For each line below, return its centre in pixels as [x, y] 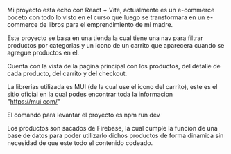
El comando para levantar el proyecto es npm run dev [84, 115]
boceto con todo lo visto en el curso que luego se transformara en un [106, 17]
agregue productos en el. [43, 52]
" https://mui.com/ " [34, 102]
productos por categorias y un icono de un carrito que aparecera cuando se [116, 45]
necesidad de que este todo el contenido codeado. [80, 143]
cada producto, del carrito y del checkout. [67, 73]
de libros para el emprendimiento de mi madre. [106, 25]
